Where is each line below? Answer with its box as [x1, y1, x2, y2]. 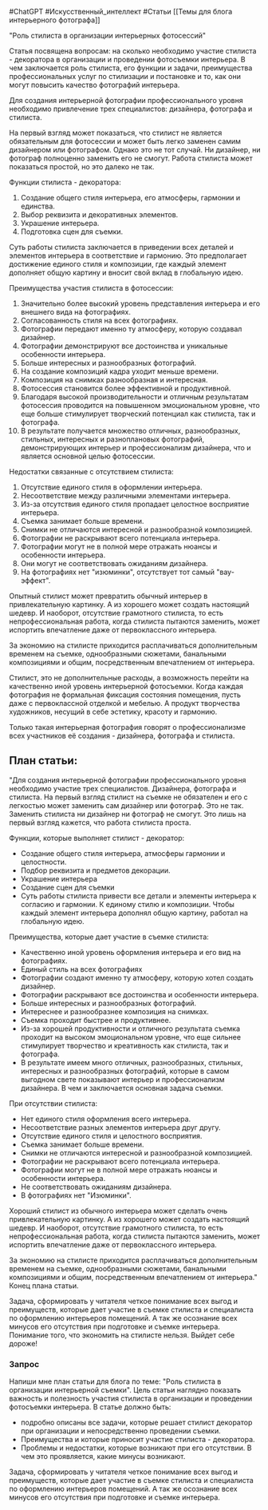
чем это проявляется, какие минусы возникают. [20, 1452, 186, 1461]
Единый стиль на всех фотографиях [20, 964, 143, 973]
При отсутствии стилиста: [9, 1098, 98, 1108]
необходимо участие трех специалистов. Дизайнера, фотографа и [9, 783, 237, 793]
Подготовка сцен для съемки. [20, 227, 124, 236]
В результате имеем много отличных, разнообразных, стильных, [20, 1057, 243, 1067]
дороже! [9, 1338, 38, 1348]
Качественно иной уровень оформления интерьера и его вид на [20, 947, 242, 957]
